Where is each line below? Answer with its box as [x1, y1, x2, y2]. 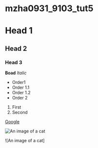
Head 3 [5, 59, 23, 66]
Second [12, 110, 28, 115]
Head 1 [5, 25, 33, 36]
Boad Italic [5, 70, 27, 76]
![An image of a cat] [5, 138, 45, 144]
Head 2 [5, 44, 28, 52]
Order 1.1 [12, 84, 30, 90]
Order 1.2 [12, 90, 31, 96]
